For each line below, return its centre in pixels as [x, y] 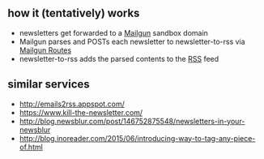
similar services [49, 84]
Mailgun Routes [45, 50]
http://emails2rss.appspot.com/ [72, 104]
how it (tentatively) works [74, 13]
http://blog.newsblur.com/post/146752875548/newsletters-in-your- [132, 121]
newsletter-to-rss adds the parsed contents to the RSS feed [119, 58]
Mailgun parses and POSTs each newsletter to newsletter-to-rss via [132, 41]
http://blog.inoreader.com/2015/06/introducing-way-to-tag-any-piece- [137, 138]
